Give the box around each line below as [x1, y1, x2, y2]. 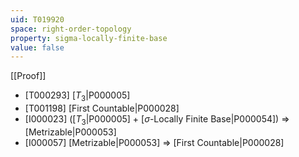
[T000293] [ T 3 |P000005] [24, 89, 131, 104]
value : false [10, 42, 65, 53]
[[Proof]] [10, 70, 47, 82]
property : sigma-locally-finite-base [10, 33, 168, 43]
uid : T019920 [10, 14, 65, 25]
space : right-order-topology [10, 24, 132, 34]
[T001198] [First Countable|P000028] [24, 102, 180, 115]
